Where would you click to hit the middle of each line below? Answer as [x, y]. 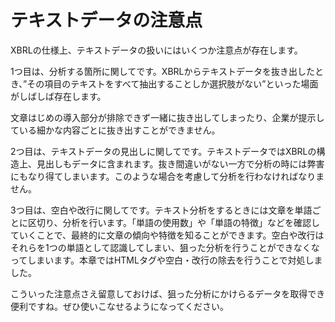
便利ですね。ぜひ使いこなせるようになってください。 [119, 306]
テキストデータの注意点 [106, 20]
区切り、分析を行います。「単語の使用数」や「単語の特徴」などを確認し [174, 222]
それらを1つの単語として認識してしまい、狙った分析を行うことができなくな [165, 247]
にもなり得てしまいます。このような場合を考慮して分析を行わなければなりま [167, 176]
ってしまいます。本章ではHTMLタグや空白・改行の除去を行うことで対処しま [166, 260]
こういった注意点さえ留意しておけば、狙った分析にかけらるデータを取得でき [168, 293]
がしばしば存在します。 [58, 96]
